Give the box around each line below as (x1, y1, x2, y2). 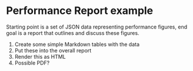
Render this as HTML (14, 53, 66, 60)
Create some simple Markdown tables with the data (14, 41, 140, 48)
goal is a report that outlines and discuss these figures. (6, 29, 139, 36)
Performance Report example (6, 4, 154, 17)
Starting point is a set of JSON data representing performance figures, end (6, 23, 187, 30)
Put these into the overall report (14, 47, 92, 54)
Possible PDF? (14, 59, 50, 66)
